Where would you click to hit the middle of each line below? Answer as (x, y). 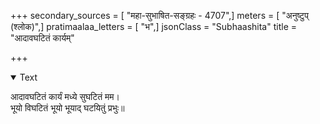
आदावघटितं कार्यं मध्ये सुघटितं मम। (65, 96)
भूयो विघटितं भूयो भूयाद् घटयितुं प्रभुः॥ (67, 108)
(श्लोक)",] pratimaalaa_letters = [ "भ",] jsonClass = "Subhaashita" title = (153, 26)
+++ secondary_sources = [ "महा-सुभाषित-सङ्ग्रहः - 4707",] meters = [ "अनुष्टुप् (159, 15)
